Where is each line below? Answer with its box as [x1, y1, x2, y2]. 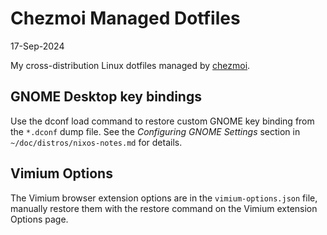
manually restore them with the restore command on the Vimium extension [10, 202, 318, 214]
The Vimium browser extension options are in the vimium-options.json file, [10, 192, 318, 204]
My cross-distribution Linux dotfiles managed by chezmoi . [10, 59, 251, 71]
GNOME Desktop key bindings [10, 88, 202, 106]
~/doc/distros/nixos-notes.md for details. [10, 136, 183, 148]
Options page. [10, 213, 69, 225]
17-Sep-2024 [10, 40, 65, 52]
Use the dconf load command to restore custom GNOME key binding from [10, 115, 315, 127]
